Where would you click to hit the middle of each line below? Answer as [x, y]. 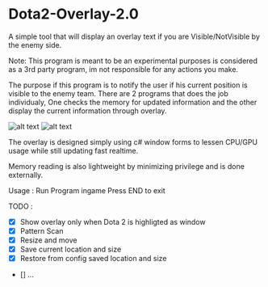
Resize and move [48, 240]
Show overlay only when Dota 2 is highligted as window [113, 222]
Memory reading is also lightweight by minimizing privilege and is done [126, 166]
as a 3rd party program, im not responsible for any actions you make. [124, 69]
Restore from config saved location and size [93, 259]
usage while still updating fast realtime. [73, 150]
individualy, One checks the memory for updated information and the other [133, 102]
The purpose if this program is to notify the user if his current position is [128, 85]
